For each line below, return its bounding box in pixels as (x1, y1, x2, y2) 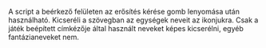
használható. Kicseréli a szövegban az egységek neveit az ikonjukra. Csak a (8, 15, 259, 25)
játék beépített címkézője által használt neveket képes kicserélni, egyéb (8, 24, 244, 33)
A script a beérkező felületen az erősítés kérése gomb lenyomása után (8, 7, 240, 16)
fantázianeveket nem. (8, 32, 80, 42)
